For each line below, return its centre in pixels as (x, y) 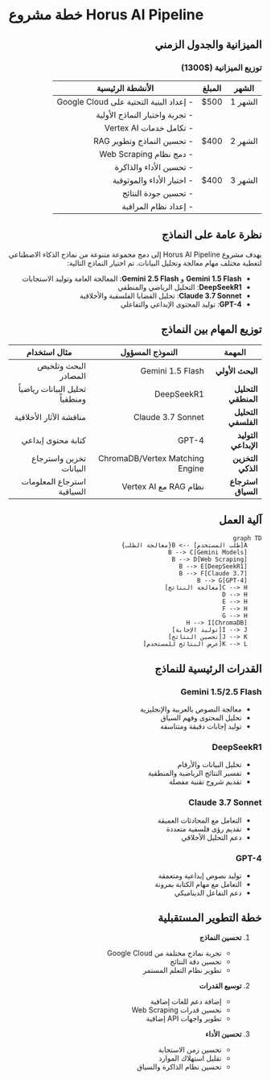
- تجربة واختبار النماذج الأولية (145, 114)
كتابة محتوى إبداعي (54, 440)
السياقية (72, 491)
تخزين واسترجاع (59, 458)
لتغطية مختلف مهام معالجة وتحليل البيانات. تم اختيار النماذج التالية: (164, 262)
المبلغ (212, 88)
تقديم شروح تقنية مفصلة (205, 781)
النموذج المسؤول (149, 352)
